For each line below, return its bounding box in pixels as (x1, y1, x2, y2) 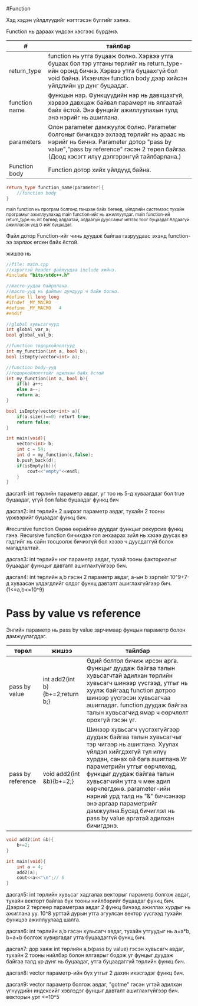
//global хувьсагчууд (6, 321, 60, 327)
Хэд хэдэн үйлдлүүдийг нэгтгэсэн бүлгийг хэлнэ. (6, 17, 130, 23)
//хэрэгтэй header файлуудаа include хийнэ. (6, 267, 117, 273)
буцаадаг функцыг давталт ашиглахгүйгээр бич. (6, 562, 128, 570)
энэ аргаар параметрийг (86, 800, 158, 808)
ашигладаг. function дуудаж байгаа (86, 701, 187, 709)
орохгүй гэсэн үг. (86, 716, 137, 724)
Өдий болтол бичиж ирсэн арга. (86, 656, 179, 665)
